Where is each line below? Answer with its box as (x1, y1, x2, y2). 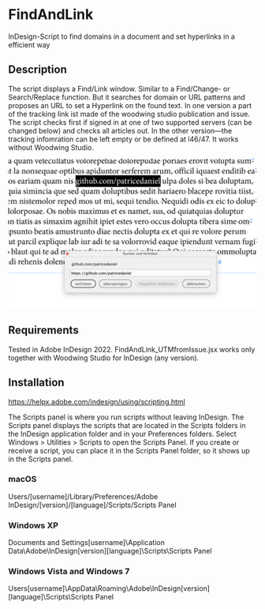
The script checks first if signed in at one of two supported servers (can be (8, 117, 252, 127)
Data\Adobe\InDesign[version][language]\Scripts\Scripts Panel (8, 547, 212, 556)
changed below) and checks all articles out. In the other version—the (8, 126, 233, 135)
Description (8, 63, 67, 77)
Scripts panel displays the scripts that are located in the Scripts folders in (8, 420, 246, 430)
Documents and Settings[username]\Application (8, 538, 166, 547)
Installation (8, 376, 65, 389)
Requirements (8, 324, 79, 337)
